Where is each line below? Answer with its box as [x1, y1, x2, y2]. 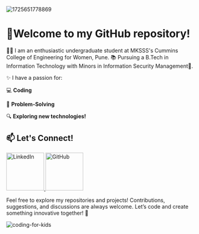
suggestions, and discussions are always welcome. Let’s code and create [6, 203, 189, 210]
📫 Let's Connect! [6, 133, 74, 143]
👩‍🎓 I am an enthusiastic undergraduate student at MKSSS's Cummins [6, 47, 178, 54]
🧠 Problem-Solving [6, 100, 55, 108]
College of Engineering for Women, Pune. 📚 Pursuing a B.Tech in [6, 53, 169, 60]
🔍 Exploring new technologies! [6, 112, 86, 120]
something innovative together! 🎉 [6, 209, 89, 216]
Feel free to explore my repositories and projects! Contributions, [6, 197, 165, 204]
